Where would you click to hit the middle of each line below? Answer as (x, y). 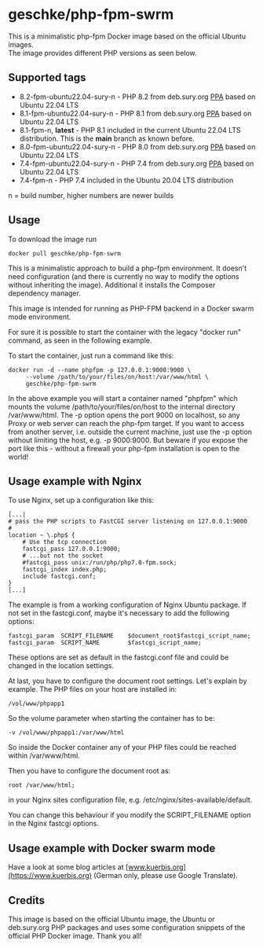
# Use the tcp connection (65, 542)
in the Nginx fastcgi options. (54, 824)
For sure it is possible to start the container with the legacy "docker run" (125, 332)
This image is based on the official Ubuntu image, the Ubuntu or (111, 919)
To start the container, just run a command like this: (91, 355)
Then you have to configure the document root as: (89, 771)
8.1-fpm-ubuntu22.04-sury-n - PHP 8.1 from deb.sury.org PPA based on (135, 113)
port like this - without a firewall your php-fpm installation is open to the (124, 448)
